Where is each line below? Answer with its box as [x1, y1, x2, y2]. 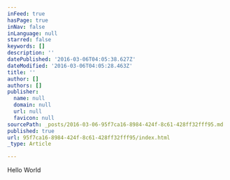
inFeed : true [7, 10, 45, 18]
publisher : [7, 88, 39, 95]
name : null [13, 95, 45, 102]
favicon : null [13, 114, 55, 121]
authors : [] [7, 82, 42, 89]
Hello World [7, 166, 41, 174]
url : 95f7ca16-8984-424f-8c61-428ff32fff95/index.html [7, 134, 171, 141]
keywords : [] [7, 43, 45, 50]
